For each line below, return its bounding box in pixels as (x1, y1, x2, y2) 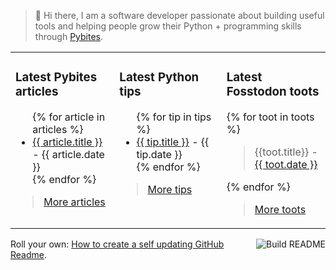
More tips (147, 182, 193, 196)
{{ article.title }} (32, 135, 103, 149)
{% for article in (32, 110, 106, 124)
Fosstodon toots (226, 84, 320, 100)
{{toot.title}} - (254, 145, 318, 159)
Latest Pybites (15, 70, 98, 85)
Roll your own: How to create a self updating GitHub (10, 238, 225, 250)
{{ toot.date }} (254, 157, 318, 171)
